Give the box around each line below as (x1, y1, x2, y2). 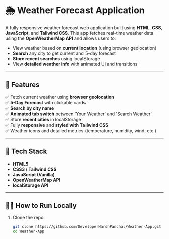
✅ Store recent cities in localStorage (5, 116, 81, 122)
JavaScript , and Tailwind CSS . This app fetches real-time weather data (5, 30, 154, 36)
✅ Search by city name (5, 105, 54, 111)
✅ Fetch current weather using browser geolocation (5, 94, 115, 100)
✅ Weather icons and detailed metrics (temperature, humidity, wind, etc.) (5, 127, 157, 134)
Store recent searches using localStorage (12, 55, 100, 61)
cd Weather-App (12, 229, 45, 234)
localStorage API (12, 182, 49, 188)
